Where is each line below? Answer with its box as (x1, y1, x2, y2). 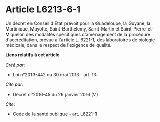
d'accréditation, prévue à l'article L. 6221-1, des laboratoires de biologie (5, 37, 155, 43)
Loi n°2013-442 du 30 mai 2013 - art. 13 (12, 71, 97, 77)
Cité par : (5, 81, 24, 87)
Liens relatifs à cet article (5, 52, 60, 58)
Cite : (5, 101, 15, 107)
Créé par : (5, 62, 25, 68)
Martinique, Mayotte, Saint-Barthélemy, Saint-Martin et (5, 25, 120, 32)
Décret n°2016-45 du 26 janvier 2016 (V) (12, 91, 98, 97)
